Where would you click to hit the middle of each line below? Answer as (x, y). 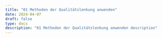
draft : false (19, 19)
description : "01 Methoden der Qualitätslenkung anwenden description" (81, 28)
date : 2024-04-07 (23, 14)
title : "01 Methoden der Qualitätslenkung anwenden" (61, 10)
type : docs (16, 23)
